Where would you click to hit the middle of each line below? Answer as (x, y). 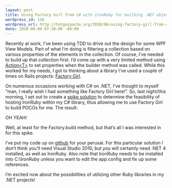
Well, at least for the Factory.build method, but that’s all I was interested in (83, 128)
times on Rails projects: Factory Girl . (44, 76)
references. (17, 165)
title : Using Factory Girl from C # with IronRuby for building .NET (80, 15)
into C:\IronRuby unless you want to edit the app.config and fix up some (81, 159)
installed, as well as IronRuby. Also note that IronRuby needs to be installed (84, 154)
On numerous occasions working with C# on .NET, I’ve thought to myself (82, 86)
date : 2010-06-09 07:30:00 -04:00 (42, 29)
